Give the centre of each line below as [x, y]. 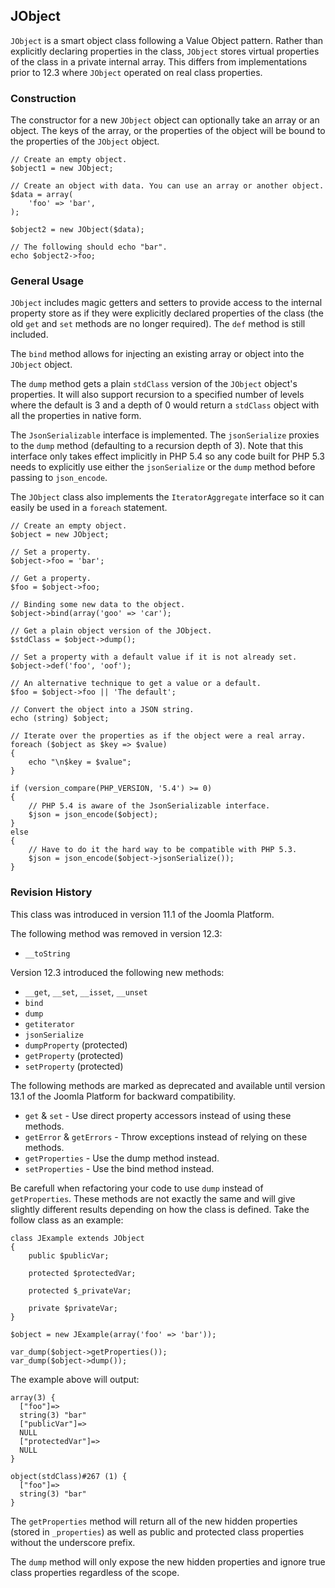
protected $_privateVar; [80, 1290]
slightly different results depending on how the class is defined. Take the [160, 1209]
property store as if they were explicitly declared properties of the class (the [167, 313]
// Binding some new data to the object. [98, 605]
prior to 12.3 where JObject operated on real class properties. [136, 72]
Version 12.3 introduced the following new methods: [117, 972]
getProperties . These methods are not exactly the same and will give [153, 1198]
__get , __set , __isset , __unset [86, 991]
